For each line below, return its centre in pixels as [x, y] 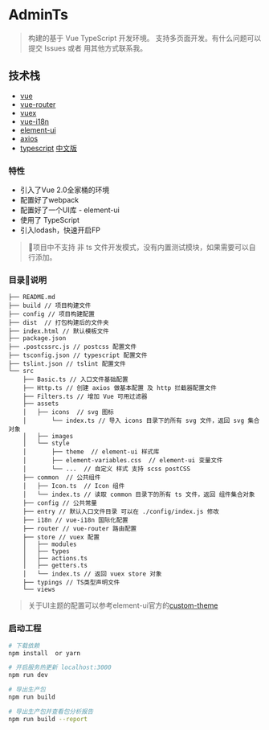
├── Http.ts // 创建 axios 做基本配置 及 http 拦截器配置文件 [120, 388]
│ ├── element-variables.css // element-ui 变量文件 [123, 461]
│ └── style [46, 444]
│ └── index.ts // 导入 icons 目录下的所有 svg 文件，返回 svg [134, 421]
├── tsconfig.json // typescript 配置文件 [78, 355]
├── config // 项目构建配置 [51, 314]
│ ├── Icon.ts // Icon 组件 [74, 486]
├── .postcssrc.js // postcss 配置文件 [73, 347]
